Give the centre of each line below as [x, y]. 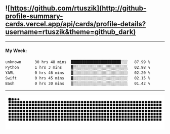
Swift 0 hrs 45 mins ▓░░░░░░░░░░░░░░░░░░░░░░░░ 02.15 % [78, 78]
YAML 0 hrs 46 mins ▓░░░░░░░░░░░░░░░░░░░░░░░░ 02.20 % [78, 73]
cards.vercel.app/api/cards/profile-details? [76, 24]
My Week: [16, 51]
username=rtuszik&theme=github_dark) [71, 32]
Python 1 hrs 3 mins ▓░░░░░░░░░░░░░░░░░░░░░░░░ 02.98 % [78, 67]
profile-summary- [34, 16]
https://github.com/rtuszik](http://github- [78, 8]
